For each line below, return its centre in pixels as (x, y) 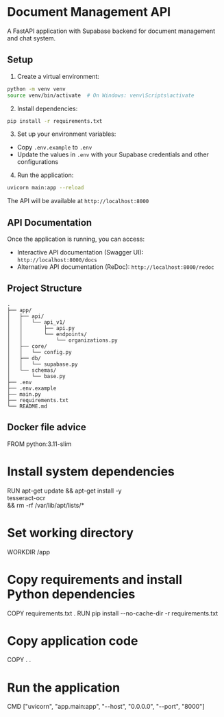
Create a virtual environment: (58, 76)
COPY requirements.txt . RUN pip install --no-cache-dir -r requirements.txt (113, 613)
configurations (38, 162)
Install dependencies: (47, 108)
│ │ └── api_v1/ (37, 322)
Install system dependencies (91, 471)
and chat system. (32, 38)
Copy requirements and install (95, 579)
